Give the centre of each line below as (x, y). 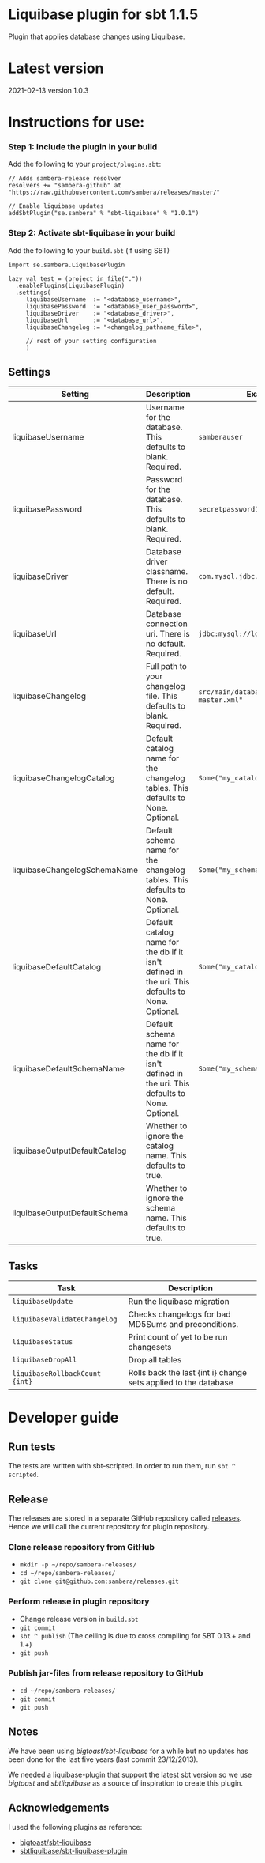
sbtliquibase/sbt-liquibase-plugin (73, 1850)
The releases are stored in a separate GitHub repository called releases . (125, 1518)
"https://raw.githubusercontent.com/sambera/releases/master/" (114, 193)
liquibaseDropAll (45, 1360)
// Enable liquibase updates (56, 206)
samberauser (220, 437)
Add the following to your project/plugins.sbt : (85, 164)
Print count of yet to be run (178, 1337)
